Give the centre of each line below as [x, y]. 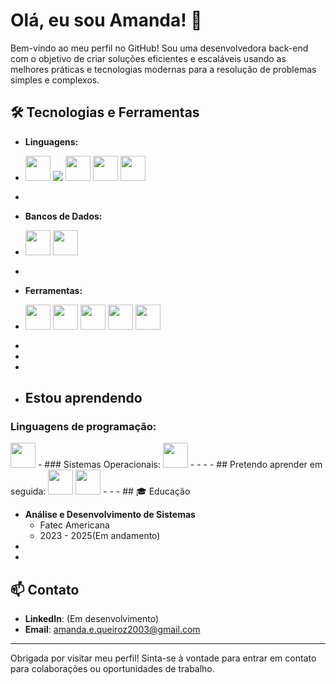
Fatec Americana [74, 525]
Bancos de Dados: [63, 216]
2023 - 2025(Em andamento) [100, 536]
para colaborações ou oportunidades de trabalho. [112, 669]
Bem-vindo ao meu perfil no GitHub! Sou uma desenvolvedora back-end [159, 48]
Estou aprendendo [83, 398]
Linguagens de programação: [83, 427]
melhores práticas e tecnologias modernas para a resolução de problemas [163, 69]
